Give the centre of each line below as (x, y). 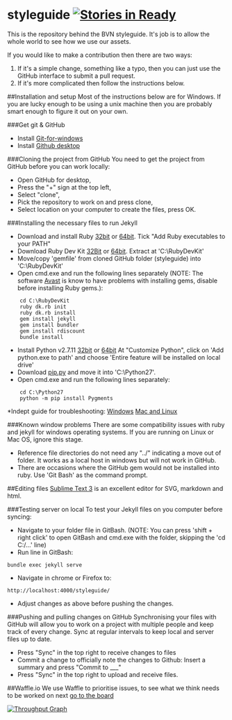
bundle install (42, 337)
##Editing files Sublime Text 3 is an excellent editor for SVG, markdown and (115, 488)
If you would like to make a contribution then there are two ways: (100, 55)
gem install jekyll (48, 319)
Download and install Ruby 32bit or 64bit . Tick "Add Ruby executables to (121, 236)
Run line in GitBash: (45, 552)
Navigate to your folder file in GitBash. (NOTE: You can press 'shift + (115, 530)
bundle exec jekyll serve (44, 565)
